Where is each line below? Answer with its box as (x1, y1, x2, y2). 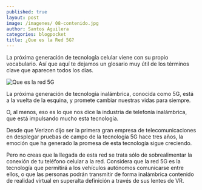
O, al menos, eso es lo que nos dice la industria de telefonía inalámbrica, (6, 109, 187, 115)
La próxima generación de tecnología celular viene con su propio (6, 54, 169, 61)
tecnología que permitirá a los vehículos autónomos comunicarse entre (6, 165, 184, 171)
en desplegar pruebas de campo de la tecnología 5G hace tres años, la (6, 133, 184, 140)
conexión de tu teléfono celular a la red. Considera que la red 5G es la (6, 158, 181, 165)
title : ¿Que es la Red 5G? (6, 37, 75, 43)
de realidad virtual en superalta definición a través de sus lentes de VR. (6, 177, 184, 184)
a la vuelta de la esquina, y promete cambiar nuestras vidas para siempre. (6, 97, 191, 104)
